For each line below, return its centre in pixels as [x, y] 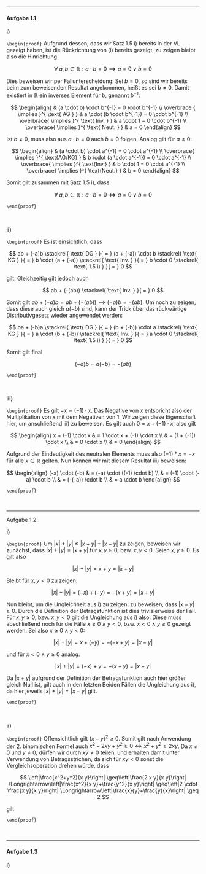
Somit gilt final [25, 352]
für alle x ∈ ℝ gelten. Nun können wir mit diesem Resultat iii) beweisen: [97, 461]
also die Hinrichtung [32, 57]
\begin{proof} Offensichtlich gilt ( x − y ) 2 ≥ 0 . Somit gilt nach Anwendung [99, 738]
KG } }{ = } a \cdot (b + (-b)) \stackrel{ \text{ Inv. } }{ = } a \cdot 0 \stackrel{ [103, 334]
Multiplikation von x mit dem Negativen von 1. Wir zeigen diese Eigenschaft [101, 417]
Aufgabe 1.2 [21, 520]
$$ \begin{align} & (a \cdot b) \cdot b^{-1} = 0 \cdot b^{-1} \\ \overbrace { [103, 107]
